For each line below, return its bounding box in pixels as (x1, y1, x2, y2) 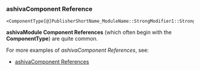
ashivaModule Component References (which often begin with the (6, 29, 172, 36)
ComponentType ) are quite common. (6, 35, 98, 42)
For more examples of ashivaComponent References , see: (6, 47, 149, 54)
